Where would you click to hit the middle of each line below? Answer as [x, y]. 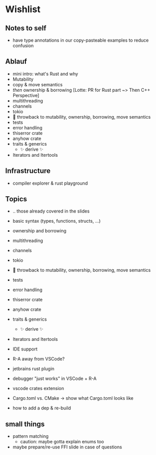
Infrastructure [28, 171]
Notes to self [26, 28]
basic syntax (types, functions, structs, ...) [56, 221]
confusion [23, 46]
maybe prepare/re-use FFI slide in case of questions [67, 447]
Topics [16, 199]
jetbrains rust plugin [33, 369]
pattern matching [31, 436]
